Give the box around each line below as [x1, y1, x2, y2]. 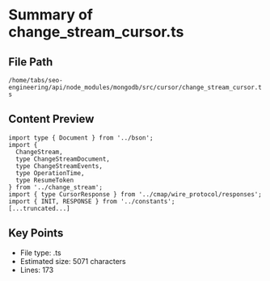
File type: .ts [19, 248, 62, 258]
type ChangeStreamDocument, [15, 155, 111, 163]
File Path [8, 55, 53, 69]
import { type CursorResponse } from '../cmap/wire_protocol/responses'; [8, 190, 263, 199]
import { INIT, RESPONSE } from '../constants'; [8, 197, 175, 205]
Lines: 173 [19, 265, 54, 275]
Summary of [8, 6, 93, 24]
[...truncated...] [8, 204, 70, 212]
